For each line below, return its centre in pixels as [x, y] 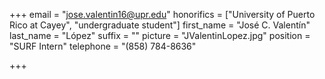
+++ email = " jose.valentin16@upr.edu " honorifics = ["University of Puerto [162, 14]
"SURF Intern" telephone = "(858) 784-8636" [103, 46]
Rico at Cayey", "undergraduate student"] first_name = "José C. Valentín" [160, 25]
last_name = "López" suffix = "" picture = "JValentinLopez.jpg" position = [160, 35]
